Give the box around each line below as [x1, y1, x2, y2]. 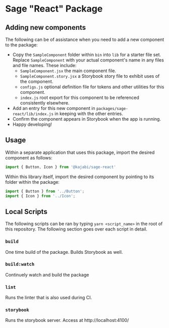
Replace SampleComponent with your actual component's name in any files [12, 57, 164, 63]
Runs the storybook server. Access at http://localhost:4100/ [5, 317, 129, 323]
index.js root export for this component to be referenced [20, 94, 140, 100]
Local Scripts [5, 207, 48, 216]
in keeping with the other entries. [54, 111, 124, 117]
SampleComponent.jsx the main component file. [20, 68, 117, 74]
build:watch [5, 261, 35, 267]
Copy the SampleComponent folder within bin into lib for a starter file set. [12, 51, 161, 58]
